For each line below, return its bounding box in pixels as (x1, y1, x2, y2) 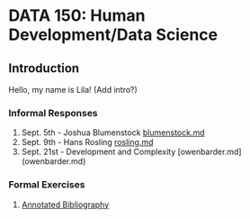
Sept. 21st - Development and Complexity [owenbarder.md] (21, 146, 242, 158)
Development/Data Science (8, 24, 218, 45)
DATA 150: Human (8, 5, 146, 26)
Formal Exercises (8, 178, 85, 191)
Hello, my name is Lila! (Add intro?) (8, 85, 138, 95)
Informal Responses (8, 106, 98, 119)
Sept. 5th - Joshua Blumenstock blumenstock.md (21, 127, 205, 138)
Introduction (8, 60, 80, 76)
